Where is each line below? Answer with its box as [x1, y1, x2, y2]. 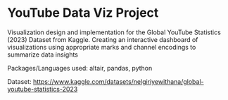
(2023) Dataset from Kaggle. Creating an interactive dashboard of [7, 35, 198, 43]
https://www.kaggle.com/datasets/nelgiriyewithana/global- [32, 77, 204, 85]
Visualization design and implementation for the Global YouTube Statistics [7, 28, 222, 36]
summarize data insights [7, 50, 79, 59]
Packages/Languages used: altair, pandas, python [7, 64, 153, 72]
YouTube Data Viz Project [7, 5, 159, 21]
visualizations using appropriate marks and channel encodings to [7, 43, 196, 51]
